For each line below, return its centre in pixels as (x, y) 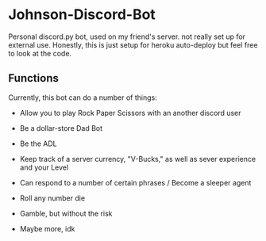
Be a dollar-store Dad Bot (61, 128)
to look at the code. (40, 53)
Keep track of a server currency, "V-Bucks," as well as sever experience (138, 159)
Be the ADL (38, 143)
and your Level (44, 167)
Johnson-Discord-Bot (82, 15)
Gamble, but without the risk (66, 213)
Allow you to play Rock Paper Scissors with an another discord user (130, 113)
